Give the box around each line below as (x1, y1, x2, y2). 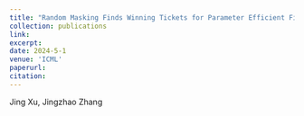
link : (9, 30, 30, 39)
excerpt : (9, 38, 43, 48)
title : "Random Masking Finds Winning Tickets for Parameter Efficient (9, 13, 285, 22)
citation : (9, 72, 47, 81)
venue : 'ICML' (9, 55, 63, 64)
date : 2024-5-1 (9, 47, 67, 56)
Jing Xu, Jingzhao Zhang (9, 96, 103, 107)
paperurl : (9, 64, 47, 73)
